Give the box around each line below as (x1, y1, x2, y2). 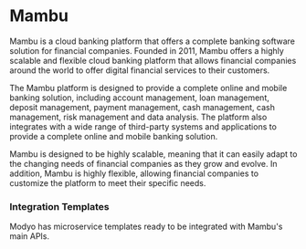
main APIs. (9, 231, 50, 242)
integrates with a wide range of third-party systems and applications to (9, 120, 277, 132)
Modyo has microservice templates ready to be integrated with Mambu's (9, 221, 283, 233)
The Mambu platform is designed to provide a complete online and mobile (9, 82, 288, 93)
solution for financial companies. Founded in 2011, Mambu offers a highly (9, 45, 285, 56)
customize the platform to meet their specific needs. (9, 177, 206, 188)
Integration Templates (9, 200, 110, 213)
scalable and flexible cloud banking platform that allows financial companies (9, 55, 297, 66)
